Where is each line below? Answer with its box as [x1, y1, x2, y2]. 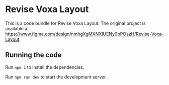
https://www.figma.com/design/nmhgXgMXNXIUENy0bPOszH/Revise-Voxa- [5, 31, 164, 37]
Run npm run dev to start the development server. [5, 74, 107, 80]
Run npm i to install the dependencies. [5, 64, 84, 70]
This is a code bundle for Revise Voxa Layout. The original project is [5, 20, 146, 26]
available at [5, 25, 29, 31]
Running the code [5, 51, 62, 59]
